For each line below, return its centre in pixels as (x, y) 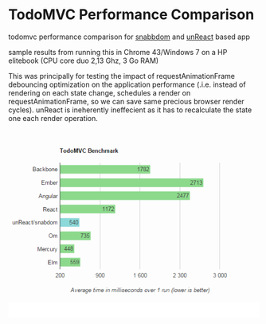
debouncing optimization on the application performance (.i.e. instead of (127, 84)
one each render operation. (53, 118)
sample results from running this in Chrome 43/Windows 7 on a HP (118, 52)
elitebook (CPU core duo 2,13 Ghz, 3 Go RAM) (84, 61)
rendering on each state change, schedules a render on (100, 92)
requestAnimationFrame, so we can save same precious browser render (126, 101)
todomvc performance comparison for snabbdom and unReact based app (129, 37)
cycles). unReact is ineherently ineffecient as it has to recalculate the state (130, 110)
